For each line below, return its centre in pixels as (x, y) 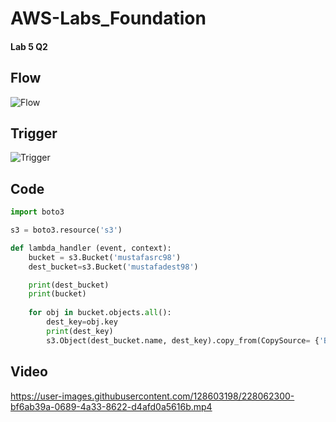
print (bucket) (57, 294)
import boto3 (37, 212)
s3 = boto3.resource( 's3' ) (66, 230)
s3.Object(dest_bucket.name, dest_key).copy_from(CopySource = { (183, 340)
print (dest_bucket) (69, 285)
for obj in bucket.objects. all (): (100, 313)
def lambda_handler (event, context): (91, 248)
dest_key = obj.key (82, 322)
